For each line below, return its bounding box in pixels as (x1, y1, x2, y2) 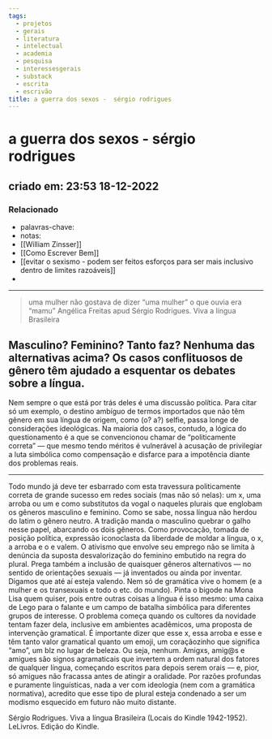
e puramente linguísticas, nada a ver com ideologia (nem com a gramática (8, 680, 256, 689)
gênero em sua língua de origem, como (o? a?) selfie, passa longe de (8, 415, 239, 425)
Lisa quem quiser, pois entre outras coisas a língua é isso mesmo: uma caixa (8, 594, 264, 603)
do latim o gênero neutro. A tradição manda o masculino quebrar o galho (8, 516, 251, 525)
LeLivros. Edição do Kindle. (8, 721, 100, 731)
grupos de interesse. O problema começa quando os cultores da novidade (8, 611, 257, 620)
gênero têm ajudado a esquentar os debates (8, 363, 236, 378)
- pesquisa (15, 58, 53, 66)
